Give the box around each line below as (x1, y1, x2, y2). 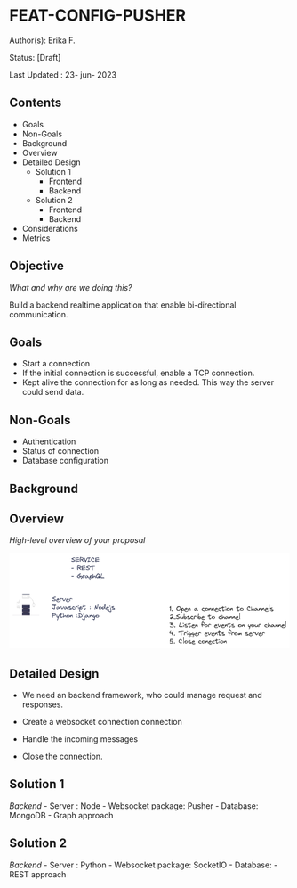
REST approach (9, 868, 67, 879)
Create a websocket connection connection (21, 717, 182, 728)
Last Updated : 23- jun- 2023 (9, 69, 117, 80)
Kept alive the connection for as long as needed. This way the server (21, 377, 275, 388)
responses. (21, 699, 64, 710)
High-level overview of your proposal (9, 535, 146, 546)
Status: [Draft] (9, 52, 61, 62)
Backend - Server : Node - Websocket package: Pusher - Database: (9, 800, 259, 811)
